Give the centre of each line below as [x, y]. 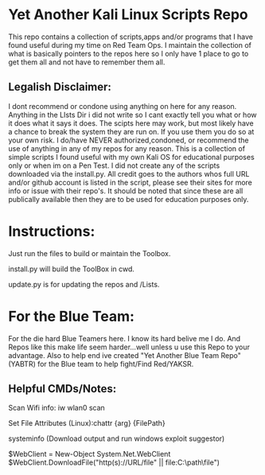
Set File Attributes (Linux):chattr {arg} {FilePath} [87, 423]
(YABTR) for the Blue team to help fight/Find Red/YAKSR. [101, 364]
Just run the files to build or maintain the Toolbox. [90, 253]
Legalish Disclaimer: [60, 87]
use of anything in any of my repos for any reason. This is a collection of [127, 148]
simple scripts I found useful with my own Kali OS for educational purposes [131, 157]
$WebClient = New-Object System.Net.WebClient [90, 454]
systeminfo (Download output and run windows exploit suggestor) [117, 438]
